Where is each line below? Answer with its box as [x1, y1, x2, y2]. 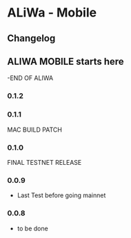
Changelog [7, 32, 56, 44]
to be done [17, 224, 48, 232]
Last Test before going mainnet [17, 191, 106, 199]
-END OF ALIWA [7, 74, 54, 82]
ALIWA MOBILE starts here [7, 55, 124, 67]
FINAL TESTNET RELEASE [7, 158, 82, 166]
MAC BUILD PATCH [7, 126, 62, 134]
